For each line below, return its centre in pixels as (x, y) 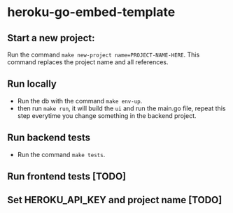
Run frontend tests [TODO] (67, 176)
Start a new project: (51, 38)
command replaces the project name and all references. (88, 62)
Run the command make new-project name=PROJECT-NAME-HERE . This (104, 54)
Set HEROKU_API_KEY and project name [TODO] (115, 200)
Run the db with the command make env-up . (80, 101)
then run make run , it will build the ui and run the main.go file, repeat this (121, 108)
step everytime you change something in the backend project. (107, 115)
